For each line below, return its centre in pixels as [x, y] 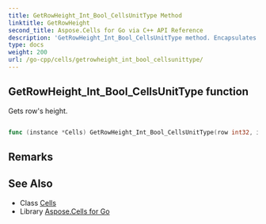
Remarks [31, 156]
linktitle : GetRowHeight [49, 23]
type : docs [26, 45]
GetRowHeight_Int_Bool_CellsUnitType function [129, 92]
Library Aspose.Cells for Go [65, 211]
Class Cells [38, 203]
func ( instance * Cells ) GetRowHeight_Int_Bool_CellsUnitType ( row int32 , [131, 132]
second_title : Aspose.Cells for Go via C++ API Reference [106, 30]
